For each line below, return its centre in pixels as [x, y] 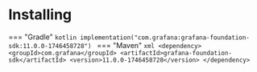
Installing [40, 15]
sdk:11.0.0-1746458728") [50, 46]
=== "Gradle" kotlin [43, 37]
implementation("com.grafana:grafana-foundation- [165, 38]
